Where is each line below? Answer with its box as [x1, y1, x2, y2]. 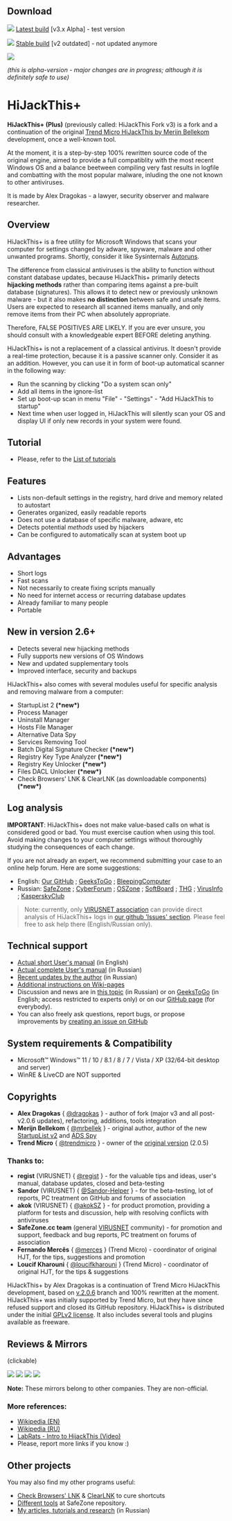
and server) [17, 1064, 51, 1072]
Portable [17, 606, 42, 614]
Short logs [17, 569, 47, 577]
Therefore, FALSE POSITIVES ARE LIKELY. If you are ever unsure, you [7, 323, 206, 332]
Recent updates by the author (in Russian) [17, 973, 137, 982]
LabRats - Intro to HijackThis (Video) [17, 1432, 121, 1440]
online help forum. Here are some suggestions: [7, 864, 141, 872]
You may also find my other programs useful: [7, 1478, 136, 1486]
